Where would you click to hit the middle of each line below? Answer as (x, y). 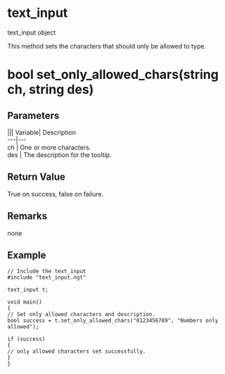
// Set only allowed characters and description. (82, 315)
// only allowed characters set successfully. (77, 351)
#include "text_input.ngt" (47, 278)
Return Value (36, 177)
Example (27, 255)
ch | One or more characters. (49, 147)
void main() (25, 302)
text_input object (32, 32)
